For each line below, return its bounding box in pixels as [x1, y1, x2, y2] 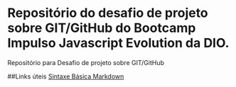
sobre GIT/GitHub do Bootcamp [7, 20, 196, 36]
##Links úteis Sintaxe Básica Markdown [7, 72, 124, 81]
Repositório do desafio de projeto [7, 5, 208, 21]
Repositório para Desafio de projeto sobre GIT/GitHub [7, 58, 165, 66]
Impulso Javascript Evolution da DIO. [7, 35, 230, 51]
